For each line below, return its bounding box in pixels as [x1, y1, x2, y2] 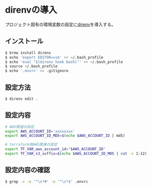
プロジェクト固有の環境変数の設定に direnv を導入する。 [5, 21, 116, 27]
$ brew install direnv [5, 50, 51, 55]
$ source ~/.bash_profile [5, 64, 57, 69]
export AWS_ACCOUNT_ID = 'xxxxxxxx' [5, 129, 75, 134]
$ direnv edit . [5, 96, 38, 101]
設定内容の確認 [5, 166, 50, 174]
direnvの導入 [5, 4, 57, 16]
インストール [5, 37, 44, 45]
